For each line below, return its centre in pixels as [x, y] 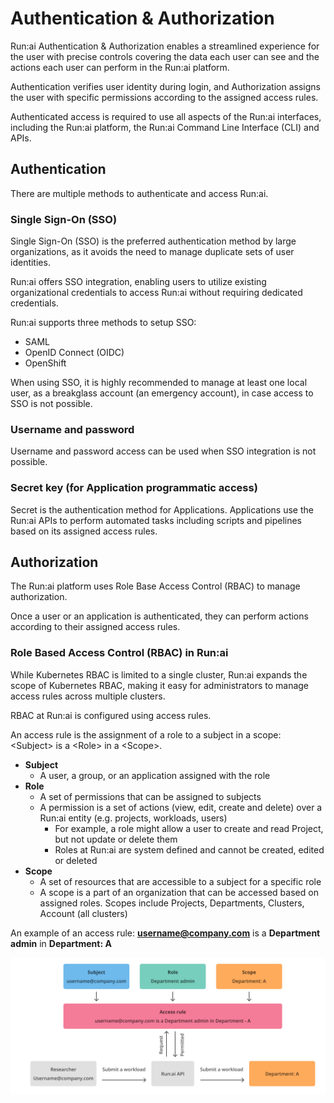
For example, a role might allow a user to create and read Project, [189, 828]
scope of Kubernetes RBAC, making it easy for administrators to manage [160, 685]
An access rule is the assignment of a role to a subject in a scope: [146, 734]
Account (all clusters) [83, 913]
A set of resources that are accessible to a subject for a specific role [180, 881]
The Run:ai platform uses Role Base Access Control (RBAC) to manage [155, 586]
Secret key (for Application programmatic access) [134, 488]
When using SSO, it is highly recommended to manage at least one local [159, 383]
